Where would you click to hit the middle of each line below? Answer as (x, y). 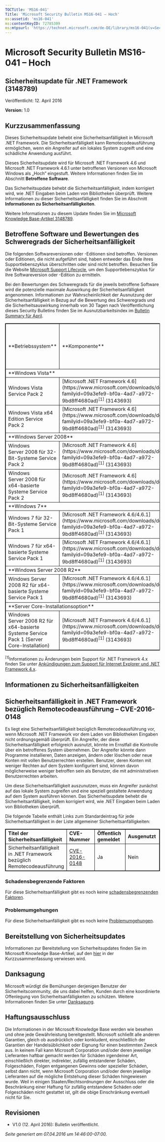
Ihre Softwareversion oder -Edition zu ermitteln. (53, 275)
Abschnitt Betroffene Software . (37, 179)
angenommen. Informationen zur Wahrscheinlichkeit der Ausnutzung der (79, 295)
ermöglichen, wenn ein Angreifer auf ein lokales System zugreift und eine (79, 148)
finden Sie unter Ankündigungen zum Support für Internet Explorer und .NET (82, 664)
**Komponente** (83, 346)
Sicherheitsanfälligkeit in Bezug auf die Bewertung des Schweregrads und (80, 300)
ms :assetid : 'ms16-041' (29, 19)
